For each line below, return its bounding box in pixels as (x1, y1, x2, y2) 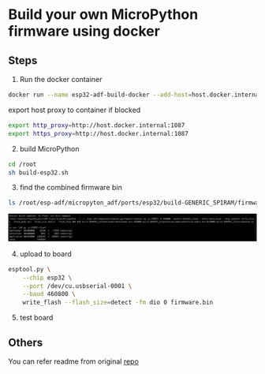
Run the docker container (19, 75, 103, 84)
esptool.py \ (8, 265, 51, 273)
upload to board (19, 249, 73, 258)
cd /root (8, 160, 37, 168)
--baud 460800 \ (22, 290, 77, 298)
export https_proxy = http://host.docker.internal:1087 (8, 129, 189, 137)
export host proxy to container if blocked (8, 105, 141, 114)
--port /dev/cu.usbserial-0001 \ (22, 282, 132, 290)
